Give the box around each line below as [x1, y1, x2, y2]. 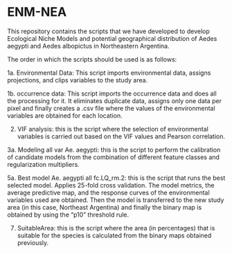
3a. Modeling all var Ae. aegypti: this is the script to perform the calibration [7, 145, 221, 154]
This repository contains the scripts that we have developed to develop [7, 27, 210, 35]
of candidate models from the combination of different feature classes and [7, 153, 220, 161]
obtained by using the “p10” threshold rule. [7, 210, 130, 219]
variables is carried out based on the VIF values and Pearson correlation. [17, 132, 226, 140]
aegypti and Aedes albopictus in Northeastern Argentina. [7, 42, 170, 50]
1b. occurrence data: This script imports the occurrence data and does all [7, 89, 217, 98]
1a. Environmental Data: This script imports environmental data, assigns [7, 69, 211, 77]
